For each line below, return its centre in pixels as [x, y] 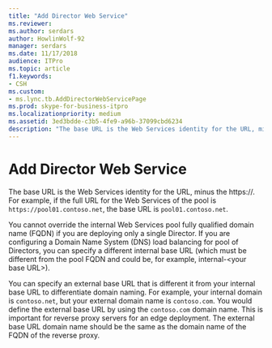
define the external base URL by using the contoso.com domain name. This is [136, 309]
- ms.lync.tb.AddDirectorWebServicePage [78, 99]
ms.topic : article [39, 69]
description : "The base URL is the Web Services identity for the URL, [132, 129]
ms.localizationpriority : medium [65, 114]
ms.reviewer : [30, 24]
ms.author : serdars [41, 31]
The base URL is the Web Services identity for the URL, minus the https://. [132, 191]
